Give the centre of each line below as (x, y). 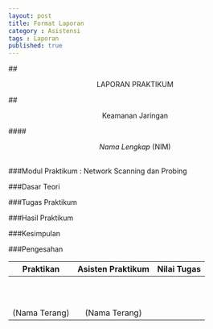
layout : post (30, 16)
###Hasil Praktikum (41, 218)
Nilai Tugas (179, 269)
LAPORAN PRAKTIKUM (135, 85)
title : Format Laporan (46, 23)
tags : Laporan (34, 38)
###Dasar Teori (34, 187)
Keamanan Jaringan (135, 116)
